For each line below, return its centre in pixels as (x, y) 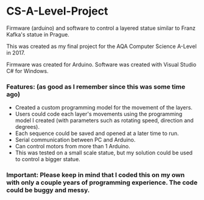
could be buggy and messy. (48, 190)
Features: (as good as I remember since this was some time (96, 86)
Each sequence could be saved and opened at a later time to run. (97, 133)
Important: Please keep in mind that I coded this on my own (96, 175)
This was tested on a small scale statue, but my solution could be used (104, 153)
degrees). (27, 127)
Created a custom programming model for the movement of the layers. (104, 108)
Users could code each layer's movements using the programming (99, 114)
